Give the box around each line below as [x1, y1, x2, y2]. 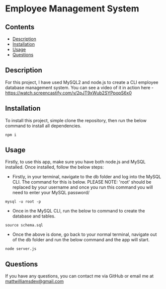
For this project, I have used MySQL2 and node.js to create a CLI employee [5, 79, 159, 85]
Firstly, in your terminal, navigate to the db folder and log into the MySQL [12, 174, 162, 180]
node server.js [5, 246, 37, 251]
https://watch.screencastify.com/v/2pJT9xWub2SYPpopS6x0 [5, 90, 132, 96]
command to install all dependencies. [5, 123, 82, 129]
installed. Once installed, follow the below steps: [5, 164, 104, 170]
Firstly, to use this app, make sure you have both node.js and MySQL [5, 159, 146, 165]
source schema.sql [5, 223, 43, 228]
